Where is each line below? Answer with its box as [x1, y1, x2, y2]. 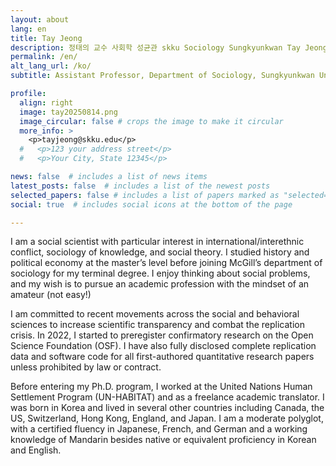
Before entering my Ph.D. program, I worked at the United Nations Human [10, 381, 313, 393]
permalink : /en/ [10, 52, 78, 62]
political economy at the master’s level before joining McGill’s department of [10, 257, 323, 269]
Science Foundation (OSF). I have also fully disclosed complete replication [10, 340, 317, 352]
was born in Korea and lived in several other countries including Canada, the [10, 402, 325, 414]
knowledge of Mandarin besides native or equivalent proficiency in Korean [10, 434, 317, 446]
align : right [19, 97, 74, 108]
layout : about [10, 14, 70, 25]
